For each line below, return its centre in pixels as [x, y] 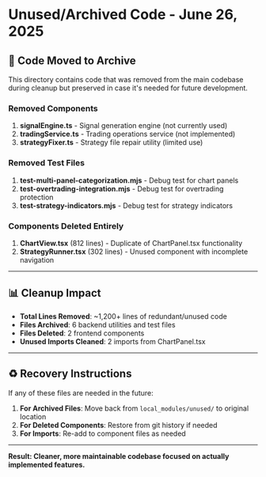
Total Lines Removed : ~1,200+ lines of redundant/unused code [123, 316]
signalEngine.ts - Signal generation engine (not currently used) [123, 126]
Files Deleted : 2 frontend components [82, 333]
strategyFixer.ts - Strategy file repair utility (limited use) [111, 142]
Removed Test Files [47, 163]
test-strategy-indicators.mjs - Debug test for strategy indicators [126, 205]
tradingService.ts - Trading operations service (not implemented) [127, 134]
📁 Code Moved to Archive [72, 61]
